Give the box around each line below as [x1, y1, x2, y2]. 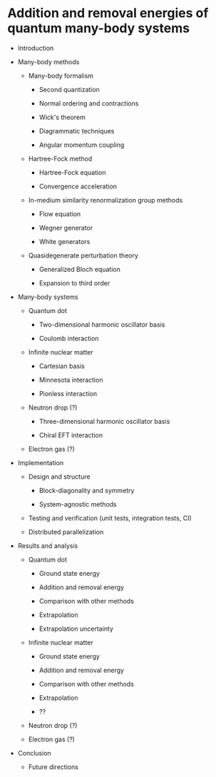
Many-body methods [17, 57, 80, 66]
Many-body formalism [28, 71, 94, 80]
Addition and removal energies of [7, 5, 209, 21]
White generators [38, 237, 91, 245]
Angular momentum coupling [38, 141, 125, 149]
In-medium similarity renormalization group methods [28, 195, 183, 204]
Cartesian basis [38, 362, 86, 370]
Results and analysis [17, 541, 78, 550]
